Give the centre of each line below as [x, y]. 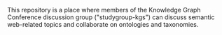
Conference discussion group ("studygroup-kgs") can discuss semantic [111, 17]
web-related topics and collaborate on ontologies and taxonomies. [103, 24]
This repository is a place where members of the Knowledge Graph [104, 10]
